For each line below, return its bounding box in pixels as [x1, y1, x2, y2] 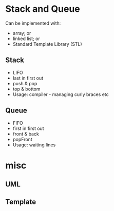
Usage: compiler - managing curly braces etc [12, 91, 109, 98]
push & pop [12, 80, 37, 86]
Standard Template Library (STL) [12, 41, 82, 47]
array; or [12, 30, 31, 36]
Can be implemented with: [5, 20, 61, 26]
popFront [12, 136, 32, 142]
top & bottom [12, 86, 41, 92]
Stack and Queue [5, 3, 81, 15]
